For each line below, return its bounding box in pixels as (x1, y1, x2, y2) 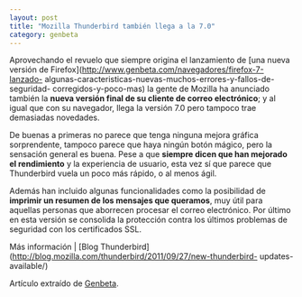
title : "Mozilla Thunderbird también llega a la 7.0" (9, 22, 216, 31)
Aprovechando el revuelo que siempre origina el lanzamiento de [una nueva (9, 55, 290, 66)
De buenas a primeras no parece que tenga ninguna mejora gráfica (9, 130, 259, 141)
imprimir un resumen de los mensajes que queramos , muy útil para (9, 195, 263, 206)
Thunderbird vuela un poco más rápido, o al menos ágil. (9, 168, 217, 179)
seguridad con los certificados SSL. (9, 224, 142, 235)
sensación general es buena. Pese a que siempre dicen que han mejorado (9, 149, 288, 160)
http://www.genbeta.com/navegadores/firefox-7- (81, 64, 264, 75)
